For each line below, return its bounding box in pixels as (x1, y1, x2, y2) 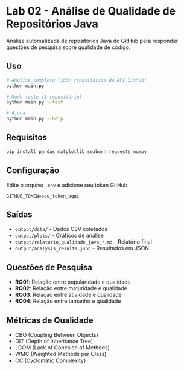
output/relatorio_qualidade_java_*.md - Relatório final (14, 238, 153, 245)
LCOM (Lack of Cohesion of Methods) (14, 343, 110, 351)
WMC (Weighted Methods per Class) (14, 350, 107, 357)
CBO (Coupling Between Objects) (14, 331, 98, 338)
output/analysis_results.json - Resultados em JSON (14, 245, 150, 252)
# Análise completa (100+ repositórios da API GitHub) (6, 77, 147, 83)
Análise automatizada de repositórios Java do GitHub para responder (6, 37, 179, 44)
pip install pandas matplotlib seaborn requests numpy (6, 148, 147, 155)
